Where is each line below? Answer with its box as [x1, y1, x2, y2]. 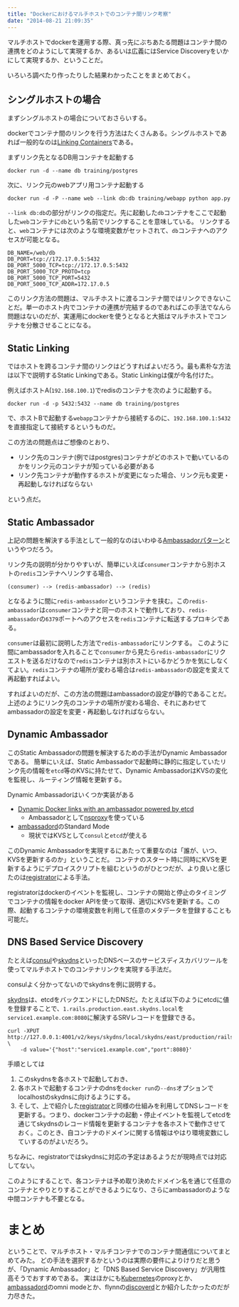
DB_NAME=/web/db [7, 249, 55, 257]
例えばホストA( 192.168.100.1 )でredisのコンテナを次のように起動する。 [7, 386, 216, 395]
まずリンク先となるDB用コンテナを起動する [7, 153, 134, 161]
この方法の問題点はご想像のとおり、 [7, 438, 114, 446]
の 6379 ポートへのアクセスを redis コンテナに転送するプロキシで [38, 614, 224, 623]
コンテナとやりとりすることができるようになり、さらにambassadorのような [7, 1185, 230, 1193]
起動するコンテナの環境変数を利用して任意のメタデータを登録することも [19, 906, 232, 914]
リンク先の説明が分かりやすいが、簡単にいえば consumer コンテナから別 [7, 560, 213, 569]
